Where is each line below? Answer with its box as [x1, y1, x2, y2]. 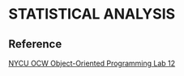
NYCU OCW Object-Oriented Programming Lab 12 [8, 58, 176, 68]
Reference [8, 37, 62, 51]
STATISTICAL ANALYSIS [8, 5, 176, 23]
